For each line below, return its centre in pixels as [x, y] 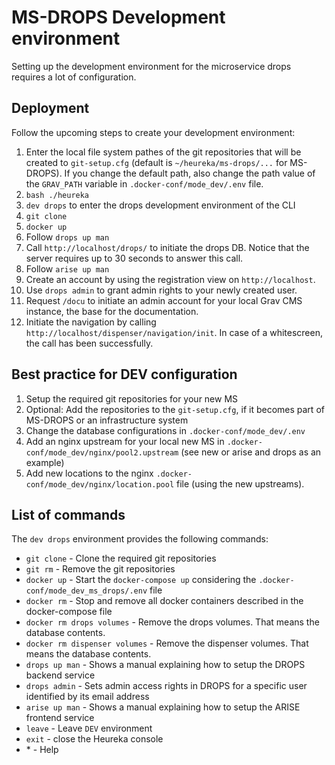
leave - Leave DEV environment [89, 728]
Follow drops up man [67, 237]
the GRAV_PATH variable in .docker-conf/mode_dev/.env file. [144, 183]
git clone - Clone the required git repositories [121, 558]
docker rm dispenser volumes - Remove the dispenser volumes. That [167, 643]
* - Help [42, 750]
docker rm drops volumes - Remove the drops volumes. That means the [172, 622]
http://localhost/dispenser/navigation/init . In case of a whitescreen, [174, 332]
